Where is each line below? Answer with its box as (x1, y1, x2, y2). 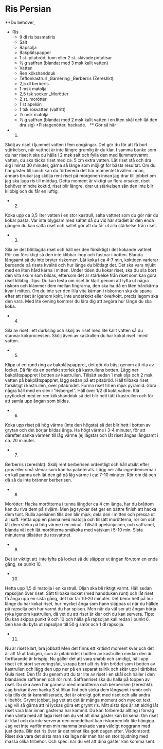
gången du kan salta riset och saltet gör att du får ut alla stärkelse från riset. (5, 222, 157, 228)
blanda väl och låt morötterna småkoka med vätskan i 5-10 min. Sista (5, 527, 143, 533)
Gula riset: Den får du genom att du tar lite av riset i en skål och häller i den (5, 671, 155, 677)
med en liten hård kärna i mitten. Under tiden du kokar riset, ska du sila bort (5, 267, 157, 273)
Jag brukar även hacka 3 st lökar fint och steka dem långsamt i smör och (5, 687, 151, 693)
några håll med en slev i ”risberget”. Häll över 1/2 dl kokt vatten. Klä (5, 388, 140, 393)
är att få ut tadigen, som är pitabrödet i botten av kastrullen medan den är (5, 650, 152, 656)
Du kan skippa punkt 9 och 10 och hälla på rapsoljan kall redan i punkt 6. (5, 616, 150, 622)
